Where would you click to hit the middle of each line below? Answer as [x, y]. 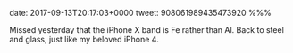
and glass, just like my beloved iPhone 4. [84, 39]
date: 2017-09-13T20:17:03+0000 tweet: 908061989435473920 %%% [141, 13]
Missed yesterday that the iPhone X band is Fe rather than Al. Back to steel [146, 30]
